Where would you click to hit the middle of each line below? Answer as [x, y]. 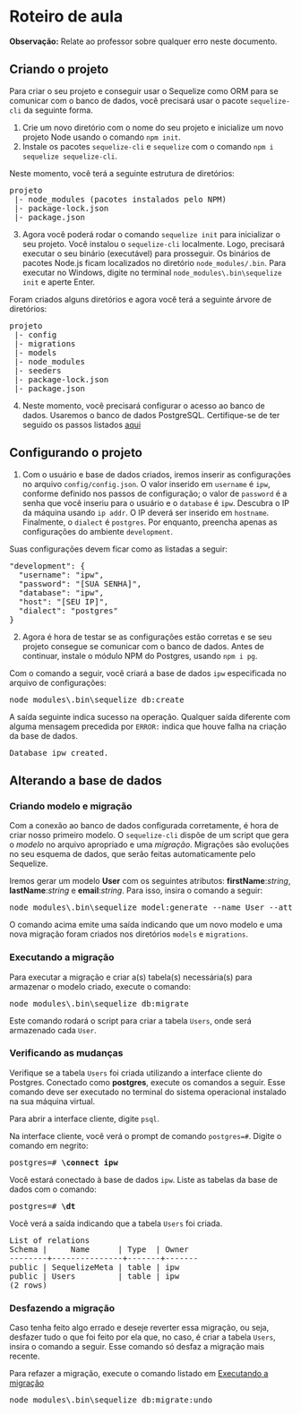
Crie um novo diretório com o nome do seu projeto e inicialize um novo [153, 127]
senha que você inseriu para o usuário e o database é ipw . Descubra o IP [155, 502]
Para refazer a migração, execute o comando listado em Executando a [139, 1374]
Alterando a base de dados [86, 780]
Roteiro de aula [66, 17]
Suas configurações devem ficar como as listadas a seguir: [119, 549]
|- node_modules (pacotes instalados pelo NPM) [120, 199]
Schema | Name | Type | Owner [99, 1249]
